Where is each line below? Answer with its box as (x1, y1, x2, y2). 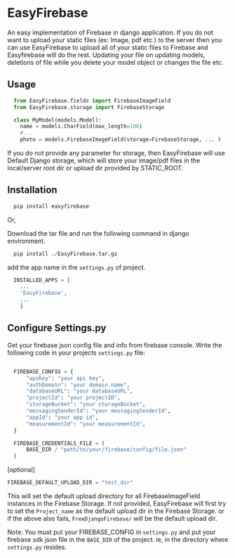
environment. (7, 236, 46, 245)
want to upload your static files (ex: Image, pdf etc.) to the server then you (7, 35, 222, 44)
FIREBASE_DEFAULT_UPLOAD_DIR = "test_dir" (7, 479, 133, 486)
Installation (7, 184, 58, 196)
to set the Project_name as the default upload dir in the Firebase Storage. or (7, 507, 224, 515)
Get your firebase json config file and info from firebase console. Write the (7, 341, 222, 349)
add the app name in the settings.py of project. (7, 262, 146, 272)
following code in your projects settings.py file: (7, 348, 146, 357)
